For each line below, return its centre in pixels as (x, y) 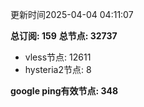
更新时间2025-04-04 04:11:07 (72, 14)
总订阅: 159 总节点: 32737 (64, 36)
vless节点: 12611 (58, 57)
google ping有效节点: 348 (64, 91)
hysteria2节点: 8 (58, 69)
